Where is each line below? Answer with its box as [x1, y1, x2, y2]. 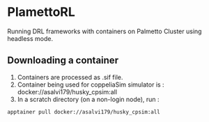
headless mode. [7, 34, 54, 42]
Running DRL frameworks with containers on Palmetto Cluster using [7, 27, 202, 35]
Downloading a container [7, 55, 119, 67]
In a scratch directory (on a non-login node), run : [17, 95, 160, 103]
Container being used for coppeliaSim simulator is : [17, 80, 165, 89]
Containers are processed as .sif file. [17, 73, 123, 81]
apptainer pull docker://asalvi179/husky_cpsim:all [7, 108, 160, 115]
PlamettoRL [7, 4, 75, 20]
